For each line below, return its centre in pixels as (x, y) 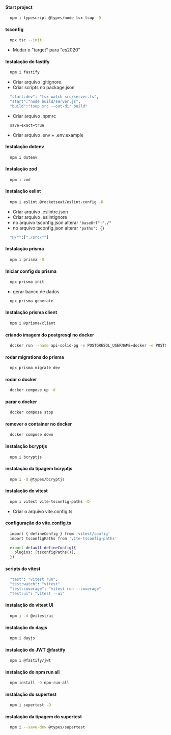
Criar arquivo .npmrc (34, 116)
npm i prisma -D (27, 260)
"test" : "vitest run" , (34, 579)
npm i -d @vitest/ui (32, 616)
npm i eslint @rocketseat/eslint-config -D (56, 202)
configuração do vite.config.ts (38, 523)
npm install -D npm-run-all (40, 683)
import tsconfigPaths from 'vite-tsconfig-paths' (63, 539)
